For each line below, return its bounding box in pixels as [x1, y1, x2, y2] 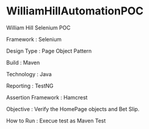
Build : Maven [6, 59, 40, 66]
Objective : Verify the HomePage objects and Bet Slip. [6, 105, 140, 112]
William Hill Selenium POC [6, 24, 71, 31]
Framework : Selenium [6, 35, 62, 43]
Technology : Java [6, 70, 52, 77]
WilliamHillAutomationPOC [6, 4, 144, 18]
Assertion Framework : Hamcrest [6, 94, 88, 101]
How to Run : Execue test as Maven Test [6, 117, 106, 124]
